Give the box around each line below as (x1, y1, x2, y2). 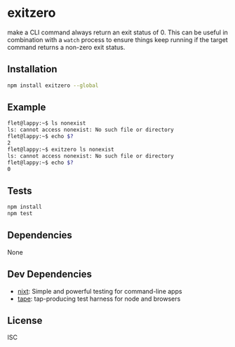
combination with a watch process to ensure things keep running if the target (7, 35, 228, 43)
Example (7, 102, 46, 114)
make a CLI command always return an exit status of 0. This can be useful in (7, 28, 228, 36)
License (7, 315, 43, 327)
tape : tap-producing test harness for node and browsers (17, 294, 181, 303)
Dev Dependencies (7, 268, 93, 280)
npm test (7, 210, 33, 217)
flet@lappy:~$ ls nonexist (7, 120, 86, 127)
